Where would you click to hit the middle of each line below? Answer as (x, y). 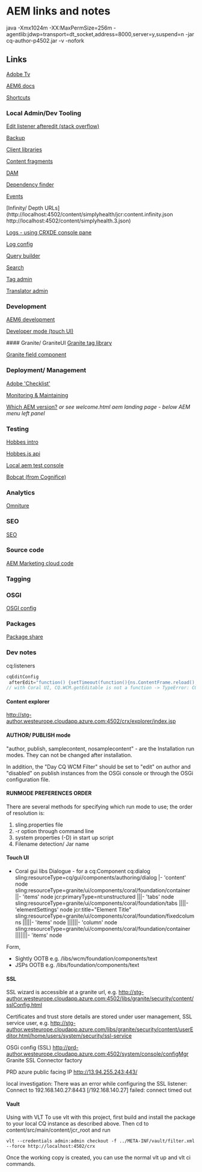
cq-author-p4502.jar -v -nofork (45, 40)
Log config (20, 244)
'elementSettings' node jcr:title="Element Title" (73, 910)
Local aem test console (35, 465)
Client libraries (24, 150)
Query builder (23, 256)
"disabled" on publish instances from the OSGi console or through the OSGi (100, 773)
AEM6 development (31, 320)
